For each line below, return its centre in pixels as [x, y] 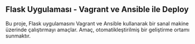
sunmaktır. [18, 36]
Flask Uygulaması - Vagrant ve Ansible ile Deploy [97, 10]
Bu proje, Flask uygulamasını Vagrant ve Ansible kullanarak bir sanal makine [97, 23]
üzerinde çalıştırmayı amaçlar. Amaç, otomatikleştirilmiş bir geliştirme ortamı [97, 30]
